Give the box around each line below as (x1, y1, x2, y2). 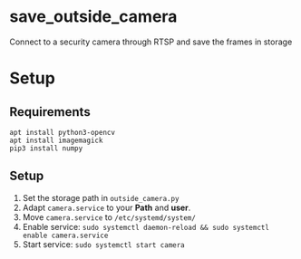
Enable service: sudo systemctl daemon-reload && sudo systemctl (22, 221, 270, 232)
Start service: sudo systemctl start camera (22, 238, 186, 250)
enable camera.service (22, 231, 109, 240)
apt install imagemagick (9, 136, 103, 145)
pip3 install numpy (9, 143, 83, 153)
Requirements (9, 104, 91, 120)
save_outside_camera (9, 6, 178, 27)
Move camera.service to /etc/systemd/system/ (22, 211, 197, 223)
